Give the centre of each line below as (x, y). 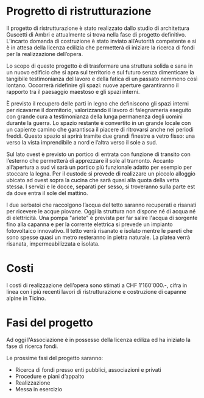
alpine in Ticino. (26, 298)
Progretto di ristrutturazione (79, 11)
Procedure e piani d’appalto (50, 376)
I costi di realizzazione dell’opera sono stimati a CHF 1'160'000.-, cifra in (97, 285)
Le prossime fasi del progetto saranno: (55, 358)
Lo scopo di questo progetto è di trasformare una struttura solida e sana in (100, 66)
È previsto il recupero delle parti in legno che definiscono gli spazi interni (97, 103)
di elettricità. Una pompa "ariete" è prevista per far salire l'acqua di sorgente (102, 218)
